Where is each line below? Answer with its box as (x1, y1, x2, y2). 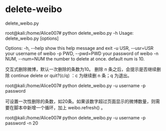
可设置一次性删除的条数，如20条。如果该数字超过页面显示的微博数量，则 (5, 98, 156, 104)
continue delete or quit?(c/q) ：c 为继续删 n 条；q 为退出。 (11, 72, 132, 79)
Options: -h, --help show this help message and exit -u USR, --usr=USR (5, 45, 154, 51)
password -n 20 (5, 120, 39, 126)
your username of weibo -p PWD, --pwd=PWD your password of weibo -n (5, 50, 159, 56)
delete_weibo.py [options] (5, 35, 59, 41)
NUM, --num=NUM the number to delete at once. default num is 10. (5, 55, 145, 61)
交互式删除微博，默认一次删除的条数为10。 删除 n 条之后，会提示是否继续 (5, 66, 157, 72)
